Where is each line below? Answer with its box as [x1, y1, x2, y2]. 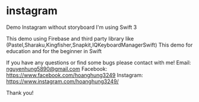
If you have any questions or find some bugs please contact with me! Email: [6, 59, 191, 66]
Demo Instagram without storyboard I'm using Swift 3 [6, 24, 137, 31]
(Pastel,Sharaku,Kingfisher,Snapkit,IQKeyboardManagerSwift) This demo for [6, 41, 193, 48]
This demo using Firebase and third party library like [6, 35, 134, 42]
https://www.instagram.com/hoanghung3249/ [6, 78, 119, 85]
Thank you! [6, 89, 34, 96]
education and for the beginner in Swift [6, 47, 102, 54]
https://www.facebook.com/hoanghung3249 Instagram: [6, 71, 144, 78]
